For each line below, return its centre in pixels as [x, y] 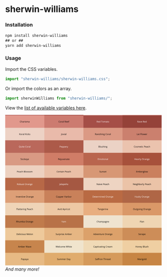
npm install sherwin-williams [37, 36]
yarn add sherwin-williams [33, 46]
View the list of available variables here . [46, 108]
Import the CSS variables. [31, 69]
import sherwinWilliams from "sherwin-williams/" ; [59, 98]
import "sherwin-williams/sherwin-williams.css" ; [58, 79]
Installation [19, 25]
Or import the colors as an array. [39, 88]
